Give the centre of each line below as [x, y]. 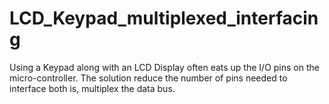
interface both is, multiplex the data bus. [92, 88]
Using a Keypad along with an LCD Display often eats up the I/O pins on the [164, 67]
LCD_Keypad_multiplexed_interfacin [164, 18]
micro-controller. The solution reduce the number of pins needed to [148, 78]
